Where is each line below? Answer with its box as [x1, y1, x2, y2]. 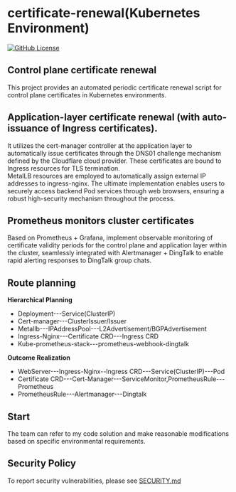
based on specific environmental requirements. [7, 437, 146, 445]
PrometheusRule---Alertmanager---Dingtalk [17, 390, 147, 399]
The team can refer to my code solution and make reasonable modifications [7, 429, 230, 438]
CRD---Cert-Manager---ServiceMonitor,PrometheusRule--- [50, 375, 225, 383]
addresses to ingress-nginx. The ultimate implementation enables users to [7, 179, 225, 188]
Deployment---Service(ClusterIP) [17, 309, 116, 318]
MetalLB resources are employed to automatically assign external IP [7, 171, 206, 180]
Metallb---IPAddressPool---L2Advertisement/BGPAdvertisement [17, 325, 208, 333]
